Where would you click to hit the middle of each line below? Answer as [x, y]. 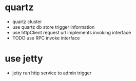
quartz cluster [27, 22]
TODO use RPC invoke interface [46, 38]
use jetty [24, 59]
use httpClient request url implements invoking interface [72, 32]
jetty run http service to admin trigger [52, 73]
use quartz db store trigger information [53, 27]
